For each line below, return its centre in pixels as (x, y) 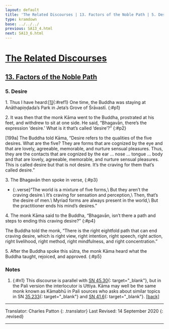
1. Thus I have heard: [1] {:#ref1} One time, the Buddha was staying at (75, 102)
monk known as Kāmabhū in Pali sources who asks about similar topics (86, 291)
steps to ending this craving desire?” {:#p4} (50, 221)
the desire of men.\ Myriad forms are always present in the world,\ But (85, 200)
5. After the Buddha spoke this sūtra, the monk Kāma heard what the (76, 251)
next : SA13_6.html (24, 33)
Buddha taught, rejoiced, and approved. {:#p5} (54, 256)
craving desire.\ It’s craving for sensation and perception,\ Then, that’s (85, 195)
